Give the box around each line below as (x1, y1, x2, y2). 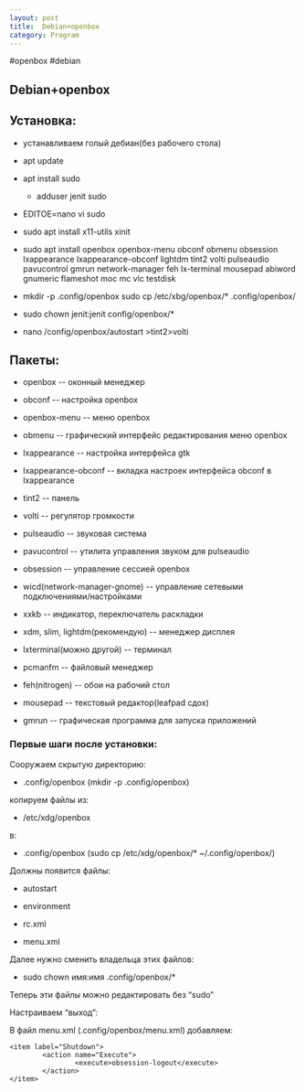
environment (22, 900, 71, 911)
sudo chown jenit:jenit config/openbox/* (22, 308, 175, 319)
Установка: (9, 113, 77, 129)
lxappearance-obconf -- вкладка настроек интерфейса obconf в (22, 466, 272, 476)
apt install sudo (22, 173, 80, 184)
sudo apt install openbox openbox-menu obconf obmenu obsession (22, 243, 279, 254)
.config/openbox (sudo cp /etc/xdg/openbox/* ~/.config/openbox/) (22, 847, 276, 858)
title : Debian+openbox (9, 22, 100, 31)
